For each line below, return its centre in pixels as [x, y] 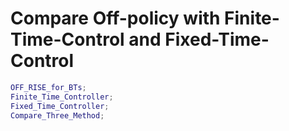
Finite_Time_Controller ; [62, 97]
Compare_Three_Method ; [57, 115]
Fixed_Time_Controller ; [60, 106]
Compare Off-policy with [115, 18]
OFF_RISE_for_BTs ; [48, 87]
